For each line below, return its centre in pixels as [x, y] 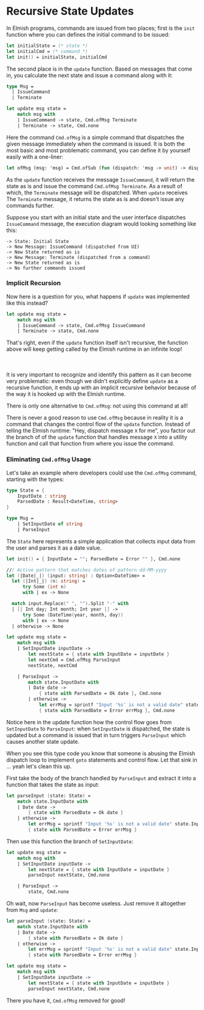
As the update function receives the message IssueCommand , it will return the [100, 179]
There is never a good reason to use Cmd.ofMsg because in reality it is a [95, 418]
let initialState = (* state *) [47, 46]
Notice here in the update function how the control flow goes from [89, 722]
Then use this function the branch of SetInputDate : [70, 841]
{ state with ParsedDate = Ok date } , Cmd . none [100, 694]
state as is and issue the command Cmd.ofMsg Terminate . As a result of [94, 186]
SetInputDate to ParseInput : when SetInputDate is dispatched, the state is [98, 729]
